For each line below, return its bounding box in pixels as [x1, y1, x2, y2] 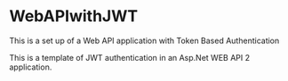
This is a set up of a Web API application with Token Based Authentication [9, 35, 280, 46]
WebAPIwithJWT [9, 6, 139, 26]
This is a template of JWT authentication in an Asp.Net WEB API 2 [9, 52, 251, 63]
